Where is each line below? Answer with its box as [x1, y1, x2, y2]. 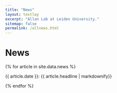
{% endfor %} [5, 83, 34, 89]
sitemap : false [5, 21, 37, 26]
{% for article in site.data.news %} [5, 64, 76, 70]
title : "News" [5, 7, 35, 12]
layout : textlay [5, 12, 39, 17]
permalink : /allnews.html [5, 26, 59, 31]
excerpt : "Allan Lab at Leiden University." [5, 16, 99, 21]
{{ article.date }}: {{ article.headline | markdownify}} [5, 73, 112, 80]
